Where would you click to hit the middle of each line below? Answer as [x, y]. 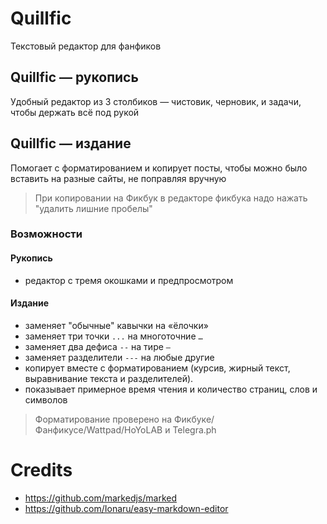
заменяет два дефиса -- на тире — [97, 346]
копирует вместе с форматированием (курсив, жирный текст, [157, 368]
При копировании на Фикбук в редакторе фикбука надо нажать [171, 198]
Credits [41, 470]
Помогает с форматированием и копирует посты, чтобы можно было [159, 168]
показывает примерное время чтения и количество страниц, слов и [171, 389]
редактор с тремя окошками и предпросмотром [129, 280]
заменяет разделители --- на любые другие [119, 357]
